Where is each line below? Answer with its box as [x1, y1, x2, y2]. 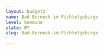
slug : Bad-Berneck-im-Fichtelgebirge [5, 30, 99, 36]
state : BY [5, 24, 30, 31]
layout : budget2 [5, 8, 45, 15]
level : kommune [5, 19, 43, 25]
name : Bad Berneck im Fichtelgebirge [5, 14, 99, 20]
